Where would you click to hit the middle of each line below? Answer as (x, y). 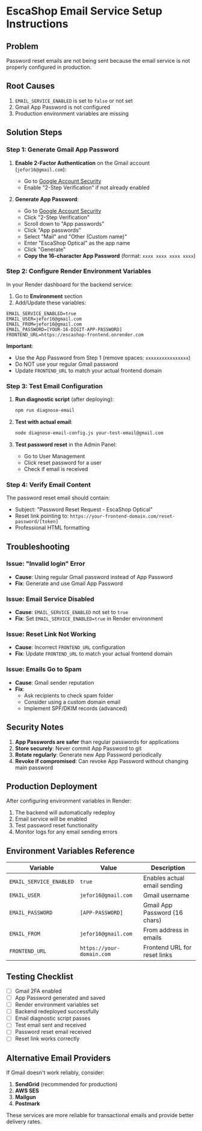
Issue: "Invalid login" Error (46, 564)
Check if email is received (56, 469)
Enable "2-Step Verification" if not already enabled (87, 187)
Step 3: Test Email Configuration (55, 386)
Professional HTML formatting (52, 528)
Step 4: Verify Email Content (49, 484)
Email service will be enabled (51, 819)
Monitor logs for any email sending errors (66, 832)
